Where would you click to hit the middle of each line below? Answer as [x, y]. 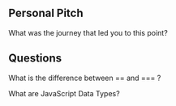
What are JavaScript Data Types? [64, 93]
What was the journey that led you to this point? [88, 32]
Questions [35, 59]
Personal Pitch [46, 13]
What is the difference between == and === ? [85, 78]
